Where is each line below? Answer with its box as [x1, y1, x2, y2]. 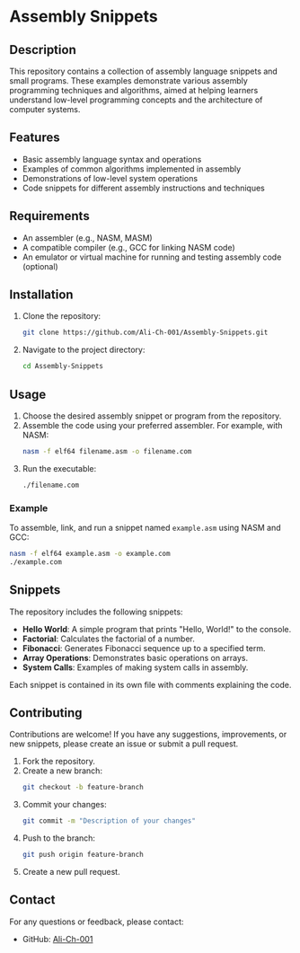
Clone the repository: [22, 311, 101, 322]
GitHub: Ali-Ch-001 [22, 933, 93, 944]
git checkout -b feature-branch [22, 783, 144, 792]
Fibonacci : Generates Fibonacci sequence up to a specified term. [22, 642, 266, 653]
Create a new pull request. [22, 867, 120, 878]
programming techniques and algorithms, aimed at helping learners [9, 85, 259, 95]
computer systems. [9, 104, 81, 114]
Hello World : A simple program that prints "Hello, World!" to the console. [22, 623, 292, 634]
